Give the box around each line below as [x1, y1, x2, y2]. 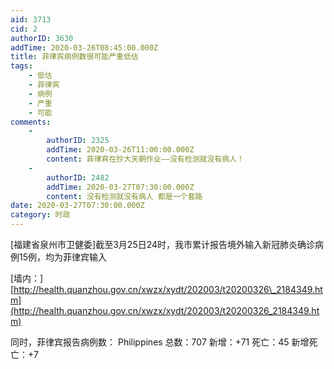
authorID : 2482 [46, 172, 110, 183]
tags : [10, 61, 33, 71]
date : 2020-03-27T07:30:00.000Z [10, 201, 145, 211]
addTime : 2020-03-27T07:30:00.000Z [46, 182, 195, 192]
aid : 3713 [10, 14, 52, 25]
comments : [10, 117, 52, 127]
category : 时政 [10, 210, 71, 220]
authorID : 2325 [46, 136, 110, 146]
